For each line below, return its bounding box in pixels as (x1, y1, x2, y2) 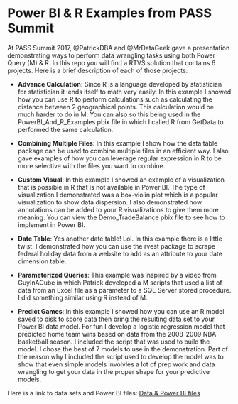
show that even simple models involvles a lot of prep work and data (17, 360, 215, 368)
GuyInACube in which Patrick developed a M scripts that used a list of (17, 278, 222, 287)
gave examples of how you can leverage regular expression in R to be (17, 154, 222, 163)
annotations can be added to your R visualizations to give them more (17, 205, 219, 214)
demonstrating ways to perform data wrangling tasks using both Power (7, 51, 215, 60)
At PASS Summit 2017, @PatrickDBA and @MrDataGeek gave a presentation (7, 43, 230, 52)
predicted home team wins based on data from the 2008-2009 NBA (17, 329, 217, 338)
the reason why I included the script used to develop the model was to (17, 352, 224, 361)
